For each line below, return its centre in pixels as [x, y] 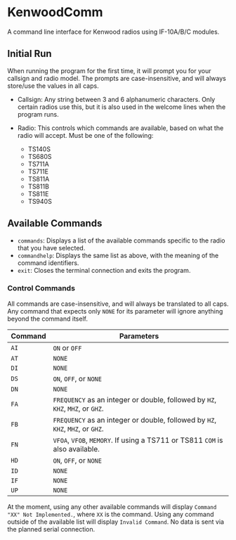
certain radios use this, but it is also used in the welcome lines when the [122, 107]
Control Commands [41, 288]
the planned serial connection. [51, 529]
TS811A [39, 179]
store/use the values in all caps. [53, 86]
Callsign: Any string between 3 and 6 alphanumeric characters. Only [116, 99]
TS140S [39, 149]
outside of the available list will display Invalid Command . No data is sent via [116, 522]
